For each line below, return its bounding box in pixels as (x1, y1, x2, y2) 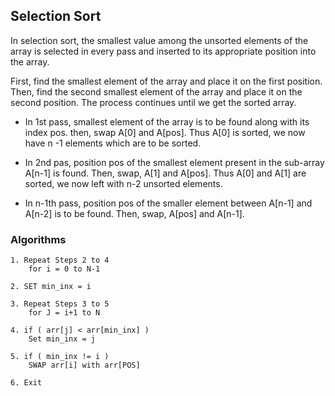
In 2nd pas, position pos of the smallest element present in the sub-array (24, 156, 325, 168)
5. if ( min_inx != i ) (10, 352, 110, 362)
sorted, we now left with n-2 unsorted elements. (24, 177, 223, 189)
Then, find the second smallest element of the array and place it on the (10, 85, 303, 98)
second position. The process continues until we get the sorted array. (10, 96, 297, 108)
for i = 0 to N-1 (28, 264, 101, 274)
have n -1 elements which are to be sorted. (24, 137, 202, 149)
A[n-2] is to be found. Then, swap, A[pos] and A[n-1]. (24, 207, 245, 219)
